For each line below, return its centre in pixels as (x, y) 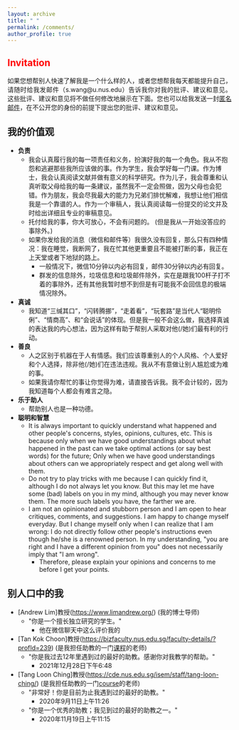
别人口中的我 (36, 594)
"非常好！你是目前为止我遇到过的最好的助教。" (97, 692)
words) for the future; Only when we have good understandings (122, 456)
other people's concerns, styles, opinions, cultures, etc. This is (120, 433)
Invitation (29, 62)
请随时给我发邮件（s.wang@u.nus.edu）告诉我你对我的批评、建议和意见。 (119, 90)
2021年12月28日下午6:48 (75, 665)
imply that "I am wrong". (64, 554)
